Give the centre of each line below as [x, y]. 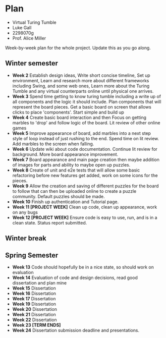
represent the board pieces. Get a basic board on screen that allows [82, 107]
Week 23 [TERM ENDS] [36, 325]
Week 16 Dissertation [34, 293]
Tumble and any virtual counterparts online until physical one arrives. [83, 91]
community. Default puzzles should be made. [58, 196]
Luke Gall [22, 27]
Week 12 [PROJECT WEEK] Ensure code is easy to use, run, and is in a [85, 217]
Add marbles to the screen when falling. [53, 144]
